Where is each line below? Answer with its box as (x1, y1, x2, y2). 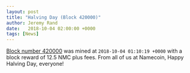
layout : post (6, 8, 39, 15)
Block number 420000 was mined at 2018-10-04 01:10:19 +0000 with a (6, 47, 183, 54)
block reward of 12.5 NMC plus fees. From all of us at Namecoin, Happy (6, 54, 184, 61)
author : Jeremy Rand (6, 20, 59, 26)
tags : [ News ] (6, 31, 39, 37)
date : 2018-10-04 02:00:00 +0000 (6, 25, 96, 32)
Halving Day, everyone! (6, 60, 65, 68)
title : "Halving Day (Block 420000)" (6, 14, 101, 20)
